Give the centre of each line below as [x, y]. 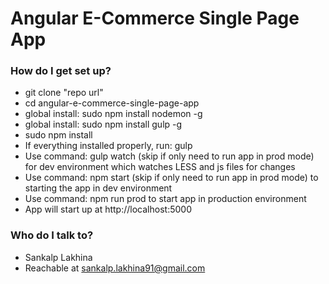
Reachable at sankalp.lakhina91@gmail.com [115, 268]
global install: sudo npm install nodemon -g [113, 114]
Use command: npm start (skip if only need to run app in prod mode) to [171, 178]
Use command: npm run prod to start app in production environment [165, 199]
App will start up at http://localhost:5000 [108, 209]
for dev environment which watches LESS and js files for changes [160, 167]
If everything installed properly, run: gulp [108, 146]
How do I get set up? [61, 71]
